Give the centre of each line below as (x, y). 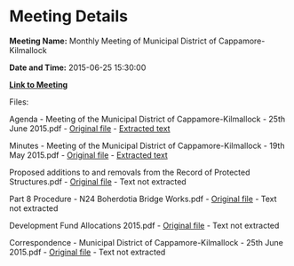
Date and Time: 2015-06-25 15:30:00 (78, 67)
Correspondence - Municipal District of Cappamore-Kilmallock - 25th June (147, 242)
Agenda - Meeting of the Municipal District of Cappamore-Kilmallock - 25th (147, 119)
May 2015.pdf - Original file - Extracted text (89, 155)
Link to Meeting (39, 84)
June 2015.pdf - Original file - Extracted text (90, 128)
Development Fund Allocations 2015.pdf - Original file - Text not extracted (144, 225)
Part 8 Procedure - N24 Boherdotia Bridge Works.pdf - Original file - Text (143, 199)
